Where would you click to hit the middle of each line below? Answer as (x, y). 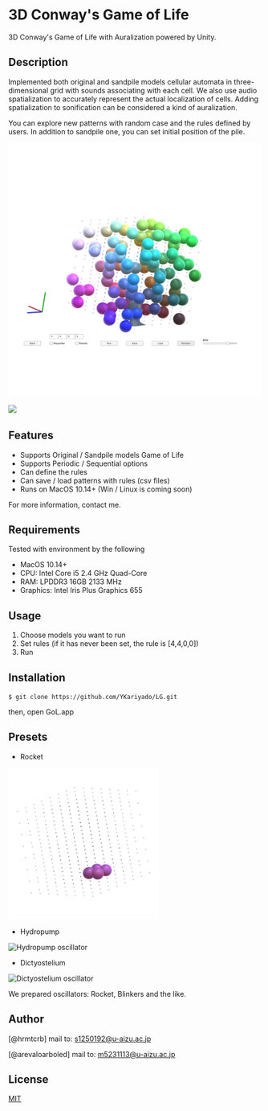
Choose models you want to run (73, 635)
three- (244, 81)
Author (26, 1019)
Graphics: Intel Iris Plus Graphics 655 (81, 590)
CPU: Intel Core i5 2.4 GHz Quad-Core (83, 574)
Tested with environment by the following (77, 549)
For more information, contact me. (65, 504)
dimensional (28, 90)
